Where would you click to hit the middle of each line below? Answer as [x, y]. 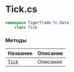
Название [20, 53]
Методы [16, 40]
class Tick [26, 27]
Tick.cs [21, 9]
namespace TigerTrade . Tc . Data [37, 23]
